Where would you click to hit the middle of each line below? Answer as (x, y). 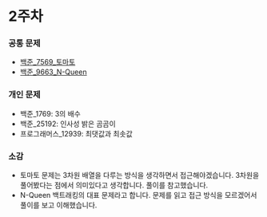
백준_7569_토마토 (48, 62)
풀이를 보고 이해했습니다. (58, 205)
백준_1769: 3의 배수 (50, 113)
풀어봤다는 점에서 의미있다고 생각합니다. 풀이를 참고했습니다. (114, 185)
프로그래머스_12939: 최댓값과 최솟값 (76, 133)
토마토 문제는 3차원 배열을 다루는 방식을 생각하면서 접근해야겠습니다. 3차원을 (139, 176)
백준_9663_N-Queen (53, 72)
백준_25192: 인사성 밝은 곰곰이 (68, 124)
